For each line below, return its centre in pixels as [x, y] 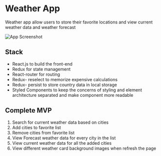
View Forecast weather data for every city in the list [64, 138]
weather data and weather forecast [40, 27]
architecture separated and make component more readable [72, 95]
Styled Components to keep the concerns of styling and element [77, 90]
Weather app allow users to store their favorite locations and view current [79, 22]
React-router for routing [36, 74]
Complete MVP [29, 111]
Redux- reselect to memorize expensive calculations [65, 79]
